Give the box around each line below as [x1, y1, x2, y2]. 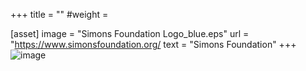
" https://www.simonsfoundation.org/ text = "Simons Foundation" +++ [10, 39, 297, 50]
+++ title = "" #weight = [10, 9, 109, 20]
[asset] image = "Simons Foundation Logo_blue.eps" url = [10, 28, 250, 39]
